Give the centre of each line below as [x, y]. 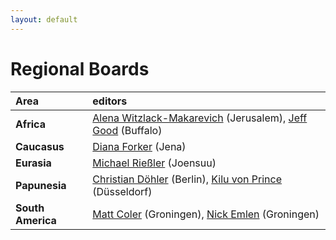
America [36, 220]
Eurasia [33, 163]
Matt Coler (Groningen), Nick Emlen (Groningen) [206, 214]
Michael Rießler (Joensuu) [154, 163]
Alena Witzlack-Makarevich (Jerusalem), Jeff [200, 118]
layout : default [44, 19]
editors [110, 101]
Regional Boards [80, 68]
